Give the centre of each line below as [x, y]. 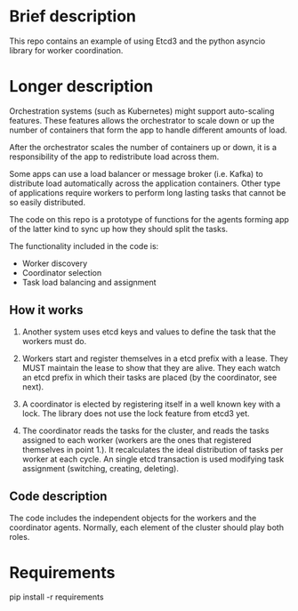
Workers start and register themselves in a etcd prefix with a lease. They [155, 358]
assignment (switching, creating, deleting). [101, 468]
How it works [46, 310]
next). [33, 386]
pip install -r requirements [56, 597]
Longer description [81, 87]
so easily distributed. [48, 202]
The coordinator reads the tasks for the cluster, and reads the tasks [145, 430]
